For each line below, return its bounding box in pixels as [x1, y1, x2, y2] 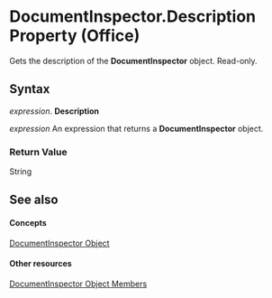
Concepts [9, 218, 47, 228]
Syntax [9, 81, 50, 97]
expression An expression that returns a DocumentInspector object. [9, 123, 264, 134]
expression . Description [9, 106, 100, 116]
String [9, 166, 32, 177]
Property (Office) [9, 25, 141, 46]
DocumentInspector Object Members [9, 278, 148, 289]
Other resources [9, 258, 72, 269]
